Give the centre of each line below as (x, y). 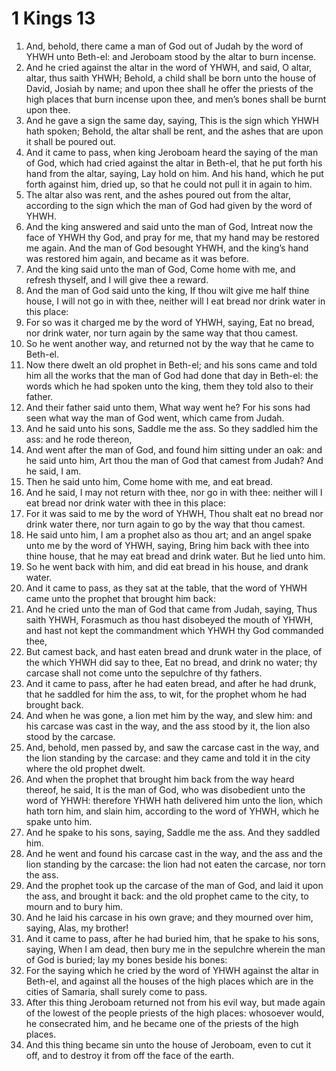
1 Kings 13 (53, 18)
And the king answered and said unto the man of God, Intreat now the (169, 226)
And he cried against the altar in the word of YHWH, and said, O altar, (169, 67)
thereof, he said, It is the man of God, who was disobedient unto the (165, 789)
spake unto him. (59, 821)
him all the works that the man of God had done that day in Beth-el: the (172, 375)
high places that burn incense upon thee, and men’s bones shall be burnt (176, 99)
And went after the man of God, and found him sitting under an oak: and (174, 449)
